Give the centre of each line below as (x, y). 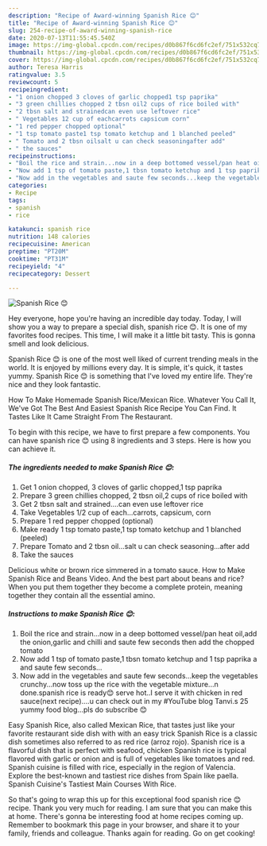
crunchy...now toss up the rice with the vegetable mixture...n (119, 685)
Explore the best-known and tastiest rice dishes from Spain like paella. (124, 776)
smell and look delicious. (48, 344)
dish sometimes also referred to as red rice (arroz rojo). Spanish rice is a (127, 742)
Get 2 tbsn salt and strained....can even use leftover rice (112, 504)
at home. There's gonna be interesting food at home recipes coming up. (126, 817)
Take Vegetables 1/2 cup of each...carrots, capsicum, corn (115, 512)
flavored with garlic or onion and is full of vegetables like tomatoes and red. (132, 759)
